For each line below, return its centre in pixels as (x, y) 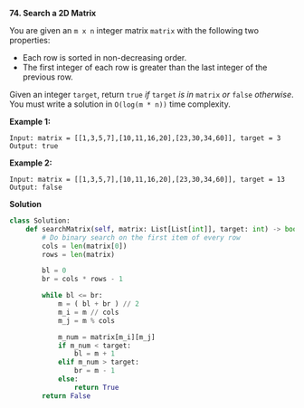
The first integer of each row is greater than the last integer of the (145, 67)
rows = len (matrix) (79, 254)
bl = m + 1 (95, 354)
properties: (30, 40)
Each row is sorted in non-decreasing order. (104, 57)
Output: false (36, 187)
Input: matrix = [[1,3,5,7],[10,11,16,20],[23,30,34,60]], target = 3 (145, 138)
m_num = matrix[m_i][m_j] (106, 337)
